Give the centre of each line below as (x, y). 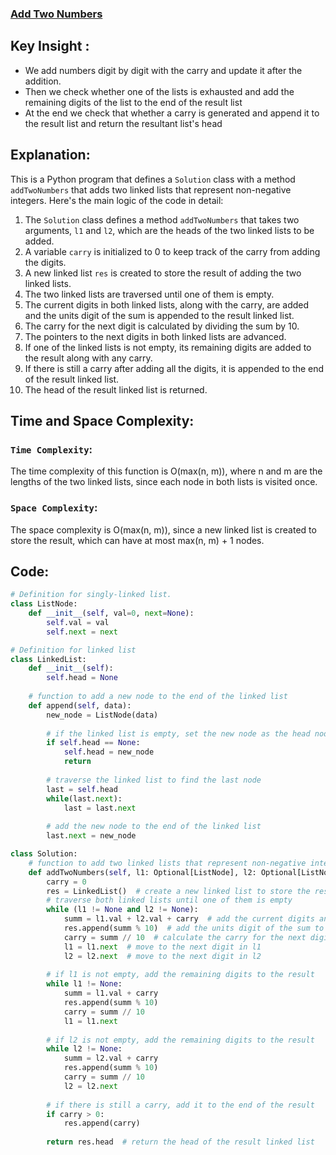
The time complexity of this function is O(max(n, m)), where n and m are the (166, 471)
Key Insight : (50, 46)
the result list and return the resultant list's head (123, 123)
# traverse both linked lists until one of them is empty (169, 900)
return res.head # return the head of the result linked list (180, 1142)
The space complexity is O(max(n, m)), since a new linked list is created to (163, 529)
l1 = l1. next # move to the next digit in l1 (162, 947)
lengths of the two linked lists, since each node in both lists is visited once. (164, 482)
